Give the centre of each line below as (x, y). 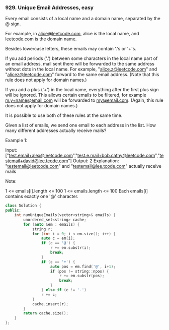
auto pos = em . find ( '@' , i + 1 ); (83, 267)
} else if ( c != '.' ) (64, 290)
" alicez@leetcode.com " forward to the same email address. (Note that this (82, 75)
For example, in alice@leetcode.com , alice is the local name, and (72, 34)
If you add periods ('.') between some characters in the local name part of (81, 58)
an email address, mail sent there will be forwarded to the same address (80, 64)
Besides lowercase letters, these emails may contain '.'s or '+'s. (71, 49)
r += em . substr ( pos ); (82, 276)
